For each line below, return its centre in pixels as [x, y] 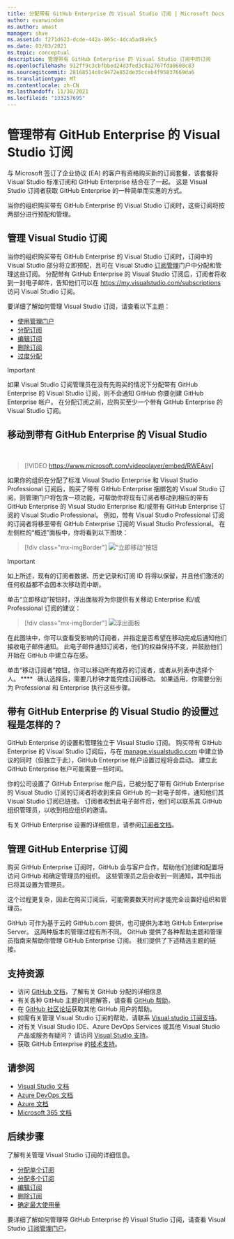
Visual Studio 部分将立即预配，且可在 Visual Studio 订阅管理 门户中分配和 [111, 265]
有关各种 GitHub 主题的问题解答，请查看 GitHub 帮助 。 [95, 1000]
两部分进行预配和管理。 [41, 214]
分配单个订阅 [36, 1169]
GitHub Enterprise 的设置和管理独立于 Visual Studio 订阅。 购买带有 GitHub [115, 743]
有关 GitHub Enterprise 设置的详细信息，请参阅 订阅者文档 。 [93, 825]
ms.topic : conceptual [39, 53]
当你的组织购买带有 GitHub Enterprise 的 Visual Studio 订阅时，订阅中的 [110, 256]
